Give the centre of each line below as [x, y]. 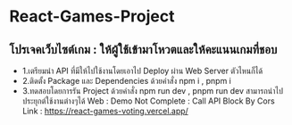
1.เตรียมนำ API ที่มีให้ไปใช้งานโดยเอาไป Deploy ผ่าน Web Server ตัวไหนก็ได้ [142, 71]
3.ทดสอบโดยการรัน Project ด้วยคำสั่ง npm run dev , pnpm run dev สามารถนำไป [153, 91]
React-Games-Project [92, 17]
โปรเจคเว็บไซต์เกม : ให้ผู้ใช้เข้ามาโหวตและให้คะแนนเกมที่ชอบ [143, 50]
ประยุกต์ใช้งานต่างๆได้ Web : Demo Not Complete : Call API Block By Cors [148, 101]
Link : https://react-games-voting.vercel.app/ [105, 111]
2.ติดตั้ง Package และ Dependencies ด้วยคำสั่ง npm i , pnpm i [127, 81]
